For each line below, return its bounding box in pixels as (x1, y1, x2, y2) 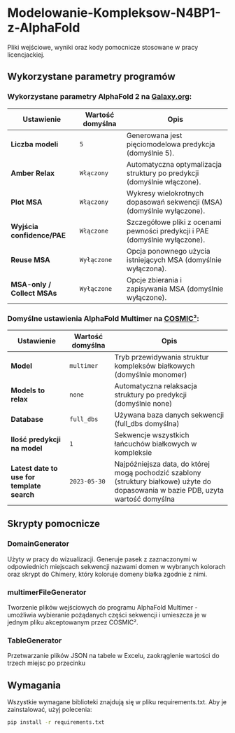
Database (10, 414, 44, 424)
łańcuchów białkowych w (114, 439, 197, 448)
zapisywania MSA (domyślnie (126, 284, 224, 294)
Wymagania (7, 679, 62, 691)
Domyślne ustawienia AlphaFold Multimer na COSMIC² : (7, 313, 199, 323)
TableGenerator (7, 636, 62, 645)
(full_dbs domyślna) (114, 418, 180, 428)
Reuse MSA (10, 254, 50, 264)
